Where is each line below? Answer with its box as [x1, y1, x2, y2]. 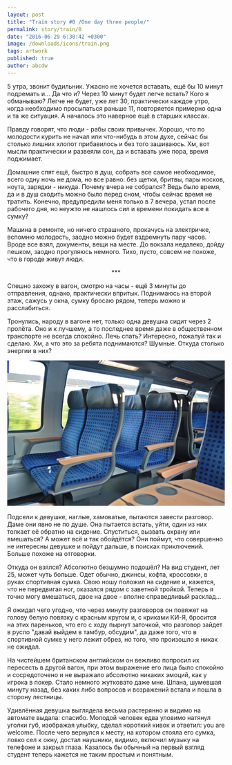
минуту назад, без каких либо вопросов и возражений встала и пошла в [7, 685, 222, 694]
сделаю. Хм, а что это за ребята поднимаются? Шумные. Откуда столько [7, 339, 224, 348]
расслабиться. [7, 303, 50, 312]
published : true [7, 55, 54, 62]
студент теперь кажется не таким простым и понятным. [7, 750, 174, 758]
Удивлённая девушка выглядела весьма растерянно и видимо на [7, 706, 202, 714]
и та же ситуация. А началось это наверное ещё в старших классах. [7, 111, 209, 120]
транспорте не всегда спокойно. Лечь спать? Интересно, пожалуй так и [7, 332, 222, 340]
